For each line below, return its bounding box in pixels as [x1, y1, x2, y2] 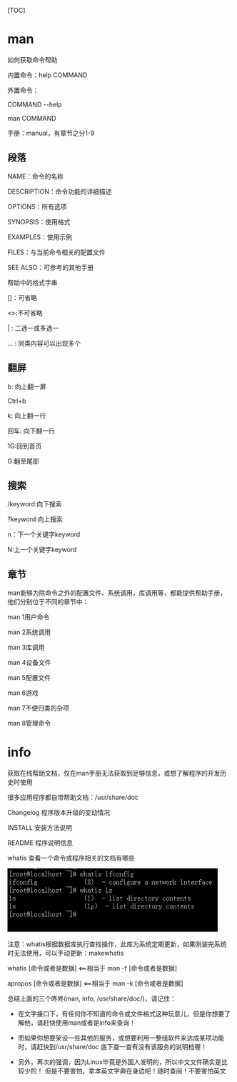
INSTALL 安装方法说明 [7, 823, 73, 832]
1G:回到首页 [7, 441, 42, 450]
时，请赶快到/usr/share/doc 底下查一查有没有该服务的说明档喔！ [17, 1043, 208, 1051]
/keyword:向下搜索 [7, 500, 62, 509]
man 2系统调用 [7, 628, 51, 636]
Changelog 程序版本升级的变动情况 [7, 808, 111, 817]
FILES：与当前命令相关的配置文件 [7, 248, 106, 256]
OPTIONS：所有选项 [7, 202, 67, 211]
